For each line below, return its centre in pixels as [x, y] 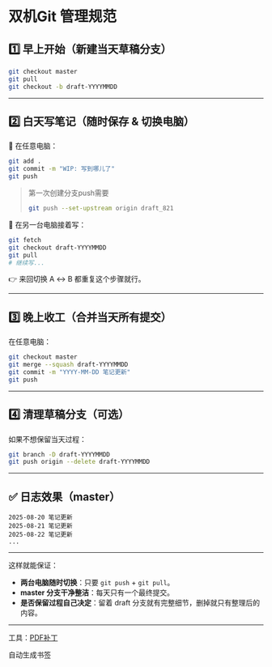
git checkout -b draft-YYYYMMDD [63, 87]
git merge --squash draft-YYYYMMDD [68, 365]
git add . [25, 161]
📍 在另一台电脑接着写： [47, 224]
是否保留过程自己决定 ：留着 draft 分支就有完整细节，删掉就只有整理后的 [140, 603]
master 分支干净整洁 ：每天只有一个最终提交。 [97, 593]
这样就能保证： [33, 565]
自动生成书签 [30, 655]
